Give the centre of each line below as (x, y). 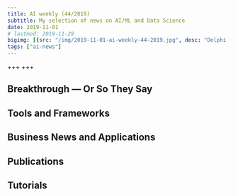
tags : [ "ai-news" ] (34, 47)
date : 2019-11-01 (33, 27)
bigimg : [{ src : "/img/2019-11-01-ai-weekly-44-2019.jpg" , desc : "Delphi (117, 40)
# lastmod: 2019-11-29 (41, 34)
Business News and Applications (81, 138)
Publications (36, 161)
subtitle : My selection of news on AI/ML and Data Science (96, 21)
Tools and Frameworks (59, 113)
